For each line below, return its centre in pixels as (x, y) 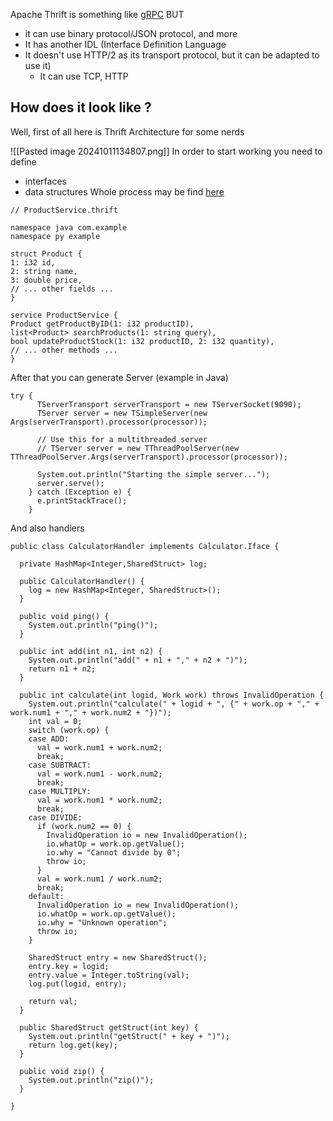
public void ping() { (64, 616)
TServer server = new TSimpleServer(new (122, 413)
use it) (38, 65)
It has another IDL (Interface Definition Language (125, 44)
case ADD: (49, 739)
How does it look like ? (81, 107)
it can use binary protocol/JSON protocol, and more (131, 33)
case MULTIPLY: (60, 791)
